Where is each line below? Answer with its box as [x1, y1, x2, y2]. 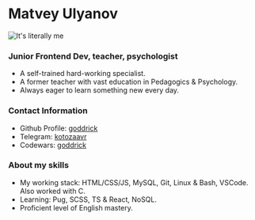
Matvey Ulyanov [8, 5, 119, 23]
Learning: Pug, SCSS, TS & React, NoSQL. [19, 195, 157, 204]
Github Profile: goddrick [19, 123, 98, 133]
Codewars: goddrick [19, 140, 87, 150]
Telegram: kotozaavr [19, 131, 87, 141]
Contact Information [8, 105, 89, 116]
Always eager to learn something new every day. [19, 85, 180, 95]
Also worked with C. [19, 186, 86, 195]
